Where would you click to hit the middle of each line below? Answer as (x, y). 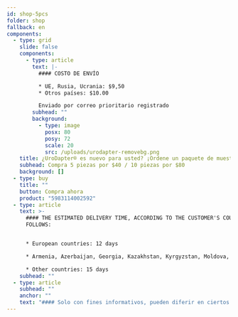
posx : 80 (58, 132)
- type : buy (31, 178)
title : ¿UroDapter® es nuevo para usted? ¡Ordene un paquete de (117, 158)
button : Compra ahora (51, 192)
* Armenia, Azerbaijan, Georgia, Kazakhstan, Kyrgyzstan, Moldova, (128, 257)
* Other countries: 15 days (67, 269)
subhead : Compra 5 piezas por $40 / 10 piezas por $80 (102, 165)
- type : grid (32, 41)
